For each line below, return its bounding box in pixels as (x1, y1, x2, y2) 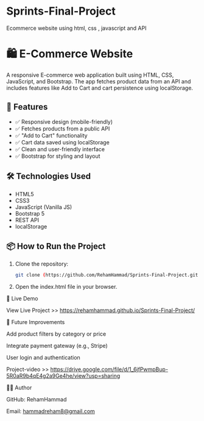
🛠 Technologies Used (6, 171, 91, 182)
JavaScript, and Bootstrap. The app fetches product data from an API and (6, 77, 191, 85)
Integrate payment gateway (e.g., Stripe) (6, 342, 108, 350)
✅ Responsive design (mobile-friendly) (15, 118, 113, 126)
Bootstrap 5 (15, 210, 45, 217)
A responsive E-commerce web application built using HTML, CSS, (6, 71, 174, 79)
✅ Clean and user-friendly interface (15, 145, 105, 153)
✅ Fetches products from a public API (15, 125, 110, 132)
